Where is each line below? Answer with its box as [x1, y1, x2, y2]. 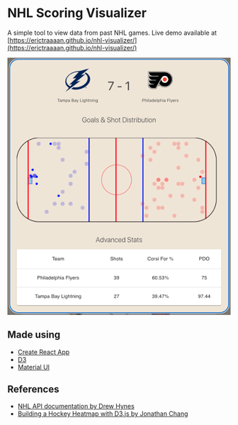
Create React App [17, 348, 70, 356]
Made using [7, 329, 61, 341]
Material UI [17, 363, 50, 371]
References [7, 383, 59, 395]
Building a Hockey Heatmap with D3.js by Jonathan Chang [17, 409, 188, 418]
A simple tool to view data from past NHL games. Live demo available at [7, 28, 217, 37]
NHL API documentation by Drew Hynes [17, 402, 135, 411]
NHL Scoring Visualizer [7, 5, 147, 21]
